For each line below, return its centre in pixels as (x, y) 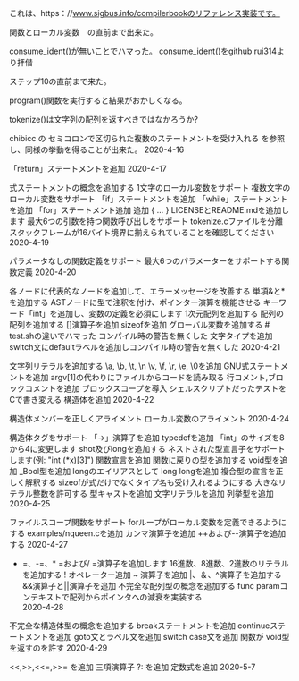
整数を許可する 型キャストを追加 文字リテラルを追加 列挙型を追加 (153, 494)
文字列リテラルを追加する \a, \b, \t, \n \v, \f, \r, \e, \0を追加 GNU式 (129, 366)
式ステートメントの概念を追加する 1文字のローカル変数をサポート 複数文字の (150, 187)
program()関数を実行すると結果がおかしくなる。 (98, 100)
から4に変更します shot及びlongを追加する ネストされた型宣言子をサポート (147, 449)
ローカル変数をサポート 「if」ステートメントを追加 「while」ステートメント (149, 199)
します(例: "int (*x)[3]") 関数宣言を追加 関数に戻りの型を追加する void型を (145, 460)
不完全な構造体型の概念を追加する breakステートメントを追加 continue (140, 626)
